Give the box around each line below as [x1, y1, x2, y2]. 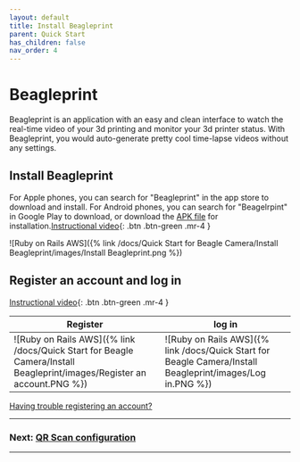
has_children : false [9, 37, 87, 47]
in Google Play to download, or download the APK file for [9, 210, 219, 221]
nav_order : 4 [9, 46, 58, 55]
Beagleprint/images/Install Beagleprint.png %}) [9, 247, 183, 258]
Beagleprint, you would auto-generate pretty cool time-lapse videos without [9, 133, 288, 144]
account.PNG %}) [13, 377, 88, 390]
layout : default [9, 12, 70, 22]
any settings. [9, 143, 57, 153]
